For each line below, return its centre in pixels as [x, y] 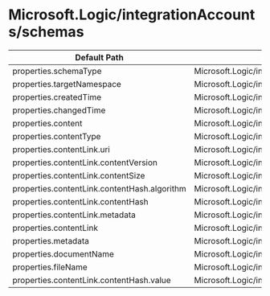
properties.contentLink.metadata [74, 215]
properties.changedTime [59, 110]
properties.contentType [57, 136]
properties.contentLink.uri [61, 149]
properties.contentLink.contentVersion [85, 162]
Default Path [100, 57]
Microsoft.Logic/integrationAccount [132, 15]
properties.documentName [63, 253]
